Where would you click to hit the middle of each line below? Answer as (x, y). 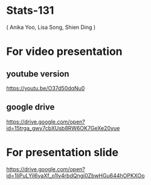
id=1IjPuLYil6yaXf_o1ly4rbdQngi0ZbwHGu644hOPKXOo (75, 175)
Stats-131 (30, 11)
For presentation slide (63, 152)
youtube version (38, 74)
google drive (31, 107)
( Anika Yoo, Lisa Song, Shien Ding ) (51, 27)
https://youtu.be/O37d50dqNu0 (46, 88)
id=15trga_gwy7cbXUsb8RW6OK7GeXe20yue (63, 128)
